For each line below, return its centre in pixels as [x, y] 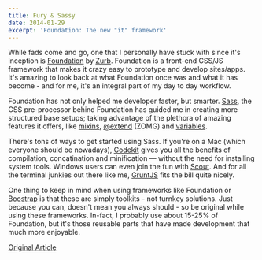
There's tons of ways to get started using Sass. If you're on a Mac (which [127, 142]
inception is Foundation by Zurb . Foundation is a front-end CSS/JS [116, 61]
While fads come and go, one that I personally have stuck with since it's [125, 53]
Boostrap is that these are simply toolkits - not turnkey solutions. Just [121, 199]
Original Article [32, 247]
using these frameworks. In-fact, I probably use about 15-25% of [113, 215]
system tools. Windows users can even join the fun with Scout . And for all [127, 167]
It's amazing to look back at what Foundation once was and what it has [123, 78]
